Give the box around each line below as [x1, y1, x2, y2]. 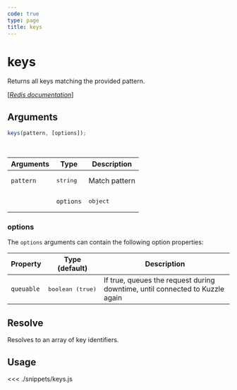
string [56, 177, 78, 184]
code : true [7, 10, 39, 18]
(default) [57, 263, 88, 273]
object [88, 198, 110, 205]
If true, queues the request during [103, 275, 215, 285]
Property [11, 259, 42, 269]
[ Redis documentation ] [7, 91, 74, 99]
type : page [7, 17, 39, 24]
